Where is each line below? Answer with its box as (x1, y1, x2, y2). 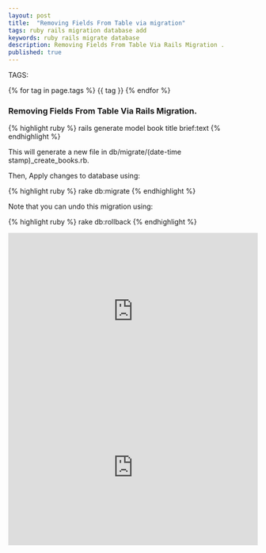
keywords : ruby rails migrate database (8, 33, 140, 42)
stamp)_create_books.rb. (8, 156, 89, 165)
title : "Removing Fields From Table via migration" (8, 19, 186, 27)
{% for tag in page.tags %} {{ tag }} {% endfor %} (8, 86, 171, 95)
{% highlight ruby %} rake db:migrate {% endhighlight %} (8, 186, 196, 196)
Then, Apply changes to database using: (8, 171, 140, 181)
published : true (8, 48, 62, 56)
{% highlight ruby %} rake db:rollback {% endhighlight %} (8, 217, 197, 227)
